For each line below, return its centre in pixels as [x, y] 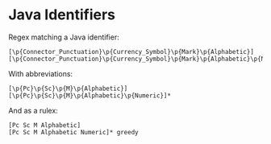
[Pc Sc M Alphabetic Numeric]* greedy [73, 132]
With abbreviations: [41, 73]
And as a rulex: [33, 110]
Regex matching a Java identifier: [64, 37]
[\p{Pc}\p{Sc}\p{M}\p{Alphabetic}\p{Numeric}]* [90, 95]
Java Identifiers [62, 15]
